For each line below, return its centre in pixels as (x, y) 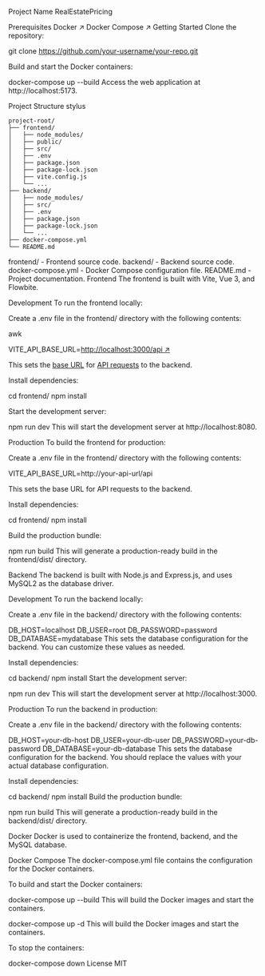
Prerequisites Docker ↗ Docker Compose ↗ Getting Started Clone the (123, 27)
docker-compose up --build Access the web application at (105, 82)
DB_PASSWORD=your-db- (215, 740)
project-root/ (32, 121)
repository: (26, 36)
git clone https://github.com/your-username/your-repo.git (103, 51)
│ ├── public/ (35, 142)
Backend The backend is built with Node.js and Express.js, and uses (121, 575)
